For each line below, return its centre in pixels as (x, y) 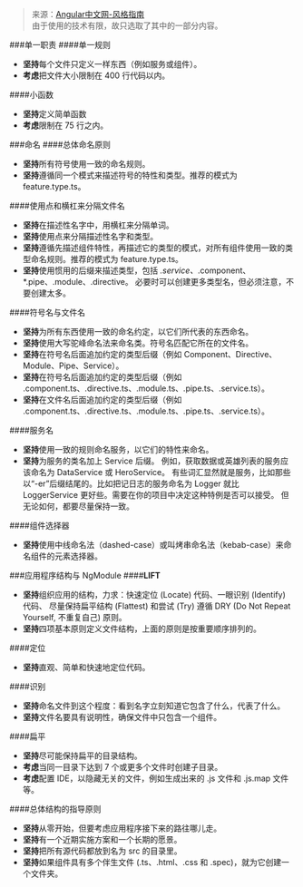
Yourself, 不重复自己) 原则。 (74, 617)
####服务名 (32, 430)
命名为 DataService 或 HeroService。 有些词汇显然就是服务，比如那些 (161, 472)
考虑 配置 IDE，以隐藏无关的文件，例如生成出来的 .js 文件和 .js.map (147, 778)
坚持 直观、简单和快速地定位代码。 (86, 667)
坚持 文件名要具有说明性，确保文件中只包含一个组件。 (122, 717)
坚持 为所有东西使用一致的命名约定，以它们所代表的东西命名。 (138, 331)
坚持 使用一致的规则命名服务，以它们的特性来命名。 (118, 449)
